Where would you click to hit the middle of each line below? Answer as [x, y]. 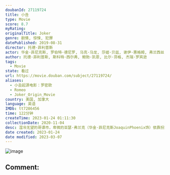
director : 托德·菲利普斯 [29, 48]
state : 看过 [17, 71]
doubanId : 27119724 [26, 10]
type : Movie [18, 19]
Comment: [22, 167]
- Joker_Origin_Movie [33, 95]
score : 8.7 [17, 24]
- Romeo [18, 90]
